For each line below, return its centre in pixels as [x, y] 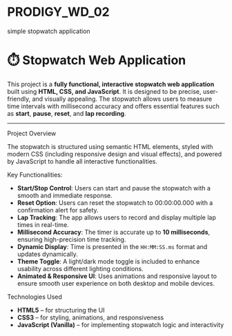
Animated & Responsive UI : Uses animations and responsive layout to [117, 276]
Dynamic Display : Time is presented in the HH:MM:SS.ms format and [112, 246]
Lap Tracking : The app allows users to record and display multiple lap [116, 217]
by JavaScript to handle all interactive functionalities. [82, 161]
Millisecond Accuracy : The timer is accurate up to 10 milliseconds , [114, 232]
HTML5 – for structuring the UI [61, 310]
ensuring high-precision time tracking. [71, 239]
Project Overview [32, 133]
